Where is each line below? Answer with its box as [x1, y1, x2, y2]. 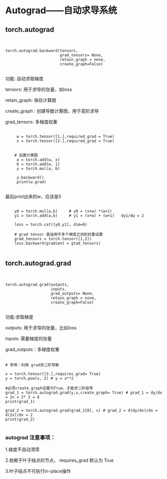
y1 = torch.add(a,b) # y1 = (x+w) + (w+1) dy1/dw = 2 [14, 213, 144, 218]
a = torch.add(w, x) [16, 157, 60, 162]
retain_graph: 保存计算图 [5, 97, 57, 103]
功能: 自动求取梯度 [5, 76, 44, 81]
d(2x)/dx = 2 [5, 412, 33, 417]
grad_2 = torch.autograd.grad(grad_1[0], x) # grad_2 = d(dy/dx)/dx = [5, 408, 158, 413]
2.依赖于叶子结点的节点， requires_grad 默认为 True [5, 457, 114, 463]
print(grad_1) [5, 399, 36, 404]
